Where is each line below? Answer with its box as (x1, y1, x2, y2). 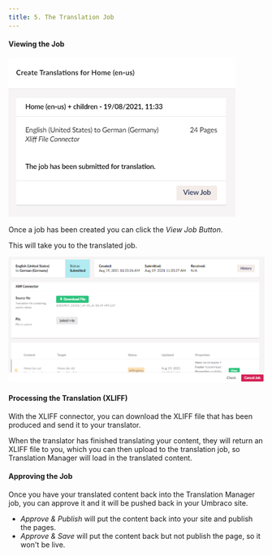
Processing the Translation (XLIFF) (8, 394, 128, 403)
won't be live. (19, 540, 66, 550)
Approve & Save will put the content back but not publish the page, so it (19, 532, 261, 541)
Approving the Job (8, 472, 73, 481)
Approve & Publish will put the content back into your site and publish (19, 514, 253, 524)
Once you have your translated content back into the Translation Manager (8, 489, 256, 499)
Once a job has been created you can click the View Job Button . (8, 224, 223, 235)
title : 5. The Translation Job (8, 13, 114, 21)
